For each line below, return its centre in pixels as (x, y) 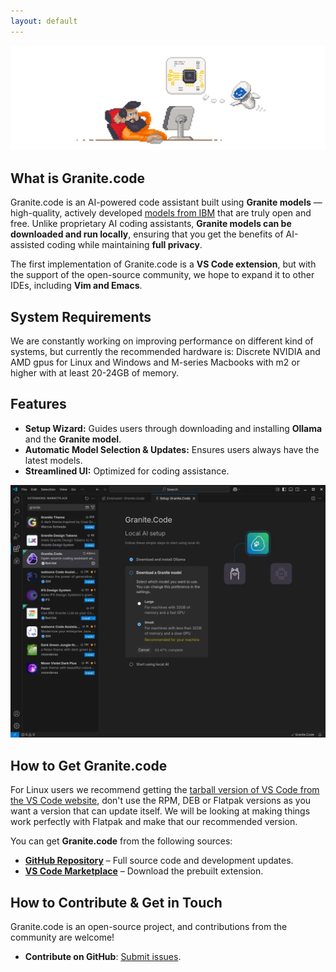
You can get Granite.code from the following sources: (121, 841)
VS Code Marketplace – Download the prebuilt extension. (144, 871)
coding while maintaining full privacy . (124, 245)
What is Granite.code (78, 178)
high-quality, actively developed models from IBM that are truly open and (161, 213)
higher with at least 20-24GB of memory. (95, 373)
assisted (27, 245)
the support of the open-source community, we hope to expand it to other (162, 275)
